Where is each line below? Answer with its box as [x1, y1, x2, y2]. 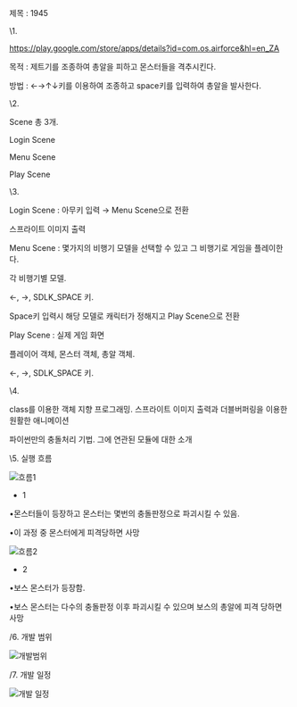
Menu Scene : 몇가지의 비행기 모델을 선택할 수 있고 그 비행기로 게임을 [9, 243, 252, 253]
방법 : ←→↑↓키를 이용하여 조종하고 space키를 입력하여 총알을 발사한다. [9, 80, 261, 91]
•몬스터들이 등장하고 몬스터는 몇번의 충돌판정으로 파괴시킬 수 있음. [9, 508, 240, 519]
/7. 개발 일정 [9, 670, 52, 680]
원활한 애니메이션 [9, 415, 70, 426]
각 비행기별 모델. [9, 273, 67, 283]
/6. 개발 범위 [9, 632, 53, 642]
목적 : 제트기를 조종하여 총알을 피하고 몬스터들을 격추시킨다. [9, 62, 217, 71]
